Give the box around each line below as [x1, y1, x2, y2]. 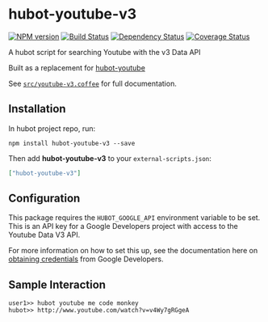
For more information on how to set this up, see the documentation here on [8, 246, 258, 256]
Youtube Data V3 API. [8, 230, 81, 239]
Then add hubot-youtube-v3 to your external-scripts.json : [8, 153, 211, 163]
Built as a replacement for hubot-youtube [8, 62, 145, 73]
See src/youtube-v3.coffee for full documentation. [8, 78, 178, 88]
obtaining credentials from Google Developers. [8, 254, 164, 264]
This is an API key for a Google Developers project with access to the [8, 222, 238, 231]
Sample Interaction [8, 278, 107, 291]
